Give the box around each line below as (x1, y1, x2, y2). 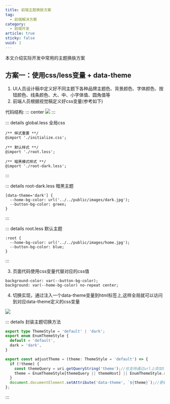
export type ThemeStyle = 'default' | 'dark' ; (5, 329, 105, 334)
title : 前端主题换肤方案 (5, 7, 52, 13)
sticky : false (5, 36, 35, 41)
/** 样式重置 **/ (5, 130, 39, 136)
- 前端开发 (10, 26, 30, 31)
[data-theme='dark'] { (5, 193, 53, 198)
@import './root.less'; (5, 149, 56, 154)
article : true (5, 31, 35, 36)
